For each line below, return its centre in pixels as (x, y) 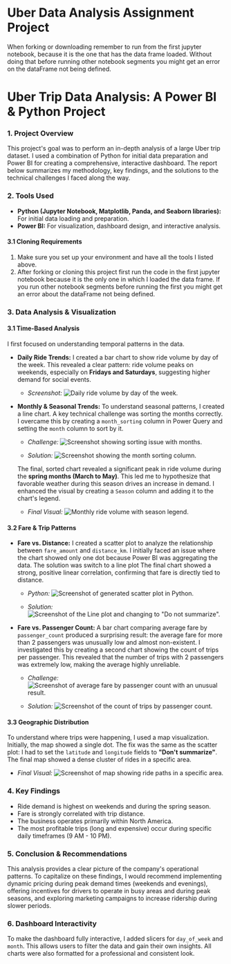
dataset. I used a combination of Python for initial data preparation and (108, 156)
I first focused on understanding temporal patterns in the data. (96, 344)
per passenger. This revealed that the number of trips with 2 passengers (120, 657)
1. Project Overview (40, 133)
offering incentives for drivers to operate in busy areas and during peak (109, 891)
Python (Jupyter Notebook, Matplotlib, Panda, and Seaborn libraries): (119, 211)
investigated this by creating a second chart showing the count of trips (118, 650)
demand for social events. (54, 380)
